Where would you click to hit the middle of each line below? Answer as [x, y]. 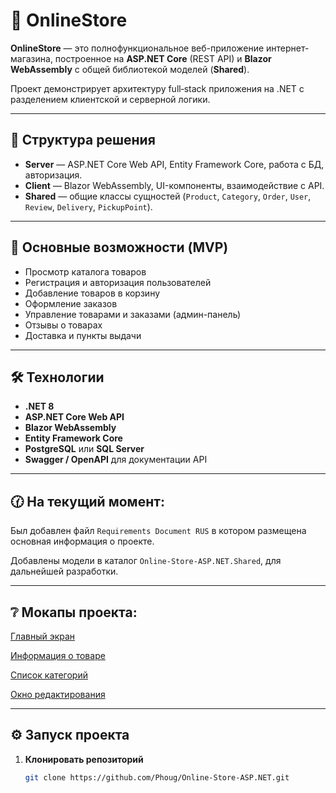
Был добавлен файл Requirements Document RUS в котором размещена [158, 531]
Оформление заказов [71, 303]
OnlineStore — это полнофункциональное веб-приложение [137, 48]
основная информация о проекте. [82, 541]
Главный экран [43, 636]
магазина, [31, 58]
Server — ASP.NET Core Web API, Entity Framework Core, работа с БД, [174, 164]
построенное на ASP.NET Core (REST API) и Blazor [163, 58]
